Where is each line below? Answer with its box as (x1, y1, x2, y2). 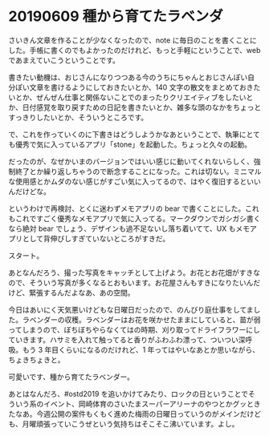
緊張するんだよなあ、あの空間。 (29, 288, 135, 297)
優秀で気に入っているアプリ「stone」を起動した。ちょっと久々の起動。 (14, 139, 251, 149)
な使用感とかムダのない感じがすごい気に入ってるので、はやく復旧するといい (8, 176, 261, 186)
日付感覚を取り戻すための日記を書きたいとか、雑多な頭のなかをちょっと (22, 102, 262, 112)
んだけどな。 (8, 186, 51, 196)
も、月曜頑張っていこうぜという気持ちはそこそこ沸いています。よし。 (8, 418, 239, 429)
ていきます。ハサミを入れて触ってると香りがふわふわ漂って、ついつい (8, 334, 239, 345)
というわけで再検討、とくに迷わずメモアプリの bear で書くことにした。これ (8, 204, 259, 213)
